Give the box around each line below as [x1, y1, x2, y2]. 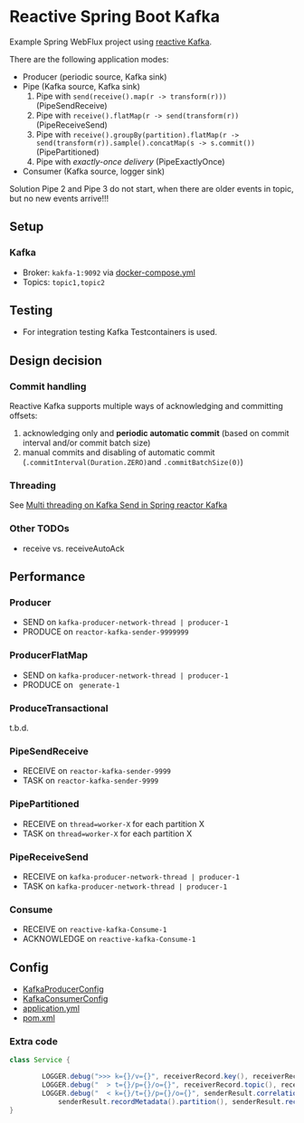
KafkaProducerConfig [22, 984, 104, 995]
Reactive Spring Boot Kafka [9, 6, 220, 27]
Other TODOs [9, 522, 70, 535]
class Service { [9, 1056, 71, 1065]
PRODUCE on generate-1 [22, 679, 120, 690]
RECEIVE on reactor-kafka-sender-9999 [22, 766, 172, 776]
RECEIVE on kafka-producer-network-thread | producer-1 [22, 871, 240, 881]
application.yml [22, 1003, 80, 1014]
